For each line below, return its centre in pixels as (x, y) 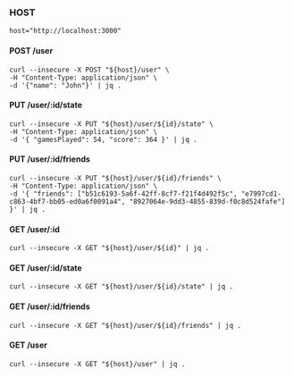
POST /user (31, 50)
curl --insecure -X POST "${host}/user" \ (89, 70)
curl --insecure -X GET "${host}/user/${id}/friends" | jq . (126, 325)
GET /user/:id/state (46, 268)
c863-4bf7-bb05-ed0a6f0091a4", (67, 201)
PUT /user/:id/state (46, 105)
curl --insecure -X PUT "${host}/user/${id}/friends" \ (115, 178)
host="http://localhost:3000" (66, 31)
